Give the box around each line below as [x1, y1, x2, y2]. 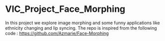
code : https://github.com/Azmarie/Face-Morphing [5, 30, 109, 36]
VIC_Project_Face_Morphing [5, 3, 126, 15]
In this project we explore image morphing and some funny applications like [5, 20, 160, 26]
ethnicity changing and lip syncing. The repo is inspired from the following [5, 25, 158, 31]
